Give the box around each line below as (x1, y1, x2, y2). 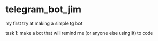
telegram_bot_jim (5, 4, 82, 15)
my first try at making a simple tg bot (5, 20, 83, 26)
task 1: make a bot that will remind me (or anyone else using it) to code (5, 30, 153, 36)
